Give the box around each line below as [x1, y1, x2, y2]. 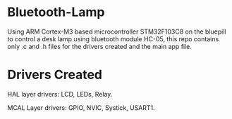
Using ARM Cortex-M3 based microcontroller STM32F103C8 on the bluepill [7, 27, 226, 36]
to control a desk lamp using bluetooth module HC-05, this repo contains [7, 34, 219, 43]
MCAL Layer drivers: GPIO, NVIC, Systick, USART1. [7, 103, 155, 112]
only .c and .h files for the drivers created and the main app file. [7, 42, 193, 50]
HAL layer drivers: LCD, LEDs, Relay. [7, 90, 113, 98]
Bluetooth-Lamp [7, 4, 105, 20]
